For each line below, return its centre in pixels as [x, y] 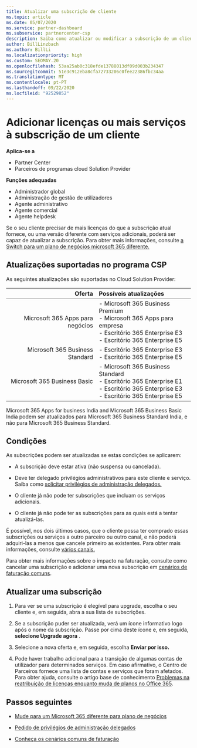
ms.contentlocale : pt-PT [36, 83]
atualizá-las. [29, 519]
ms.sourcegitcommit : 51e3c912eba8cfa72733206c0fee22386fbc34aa [85, 72]
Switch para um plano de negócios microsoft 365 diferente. [78, 246]
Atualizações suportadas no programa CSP [86, 265]
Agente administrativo [41, 204]
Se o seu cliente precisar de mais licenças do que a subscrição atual [89, 228]
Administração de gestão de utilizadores [63, 198]
